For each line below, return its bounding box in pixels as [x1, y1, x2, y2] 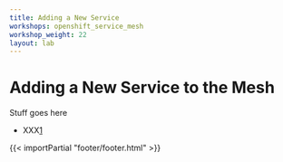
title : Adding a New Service [9, 13, 120, 23]
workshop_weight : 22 [9, 30, 88, 39]
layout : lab [9, 38, 54, 48]
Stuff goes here [9, 108, 68, 119]
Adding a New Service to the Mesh [9, 78, 275, 98]
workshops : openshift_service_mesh [9, 22, 144, 31]
